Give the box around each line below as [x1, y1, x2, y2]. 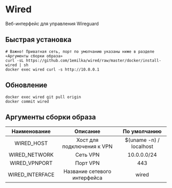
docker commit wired [5, 99, 50, 104]
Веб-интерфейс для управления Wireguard [5, 20, 99, 27]
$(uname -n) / [124, 137, 160, 144]
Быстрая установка [5, 35, 72, 44]
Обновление [5, 81, 48, 90]
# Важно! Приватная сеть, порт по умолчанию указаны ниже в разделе [5, 49, 155, 54]
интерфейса [72, 174, 102, 181]
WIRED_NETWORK [8, 151, 54, 158]
